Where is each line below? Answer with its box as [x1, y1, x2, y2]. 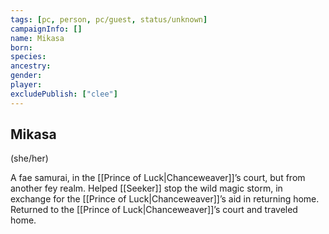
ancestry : [10, 61, 52, 71]
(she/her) [10, 152, 49, 165]
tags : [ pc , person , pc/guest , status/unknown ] [10, 14, 208, 25]
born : [10, 42, 33, 53]
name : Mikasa [10, 33, 65, 43]
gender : [10, 71, 43, 81]
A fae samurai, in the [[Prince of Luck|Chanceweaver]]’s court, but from [10, 172, 306, 184]
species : [10, 52, 47, 62]
